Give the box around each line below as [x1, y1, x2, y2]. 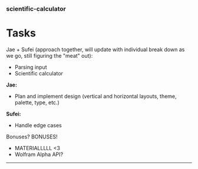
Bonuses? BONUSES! [6, 133, 58, 140]
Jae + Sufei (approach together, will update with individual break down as [6, 46, 185, 53]
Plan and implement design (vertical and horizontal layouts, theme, [14, 92, 177, 100]
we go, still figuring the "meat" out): [6, 52, 93, 59]
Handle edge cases [14, 121, 62, 128]
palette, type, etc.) [14, 99, 60, 106]
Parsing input [14, 64, 47, 71]
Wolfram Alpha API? [14, 151, 64, 158]
